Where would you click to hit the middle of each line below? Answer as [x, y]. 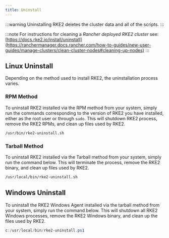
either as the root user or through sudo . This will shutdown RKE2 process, [81, 118]
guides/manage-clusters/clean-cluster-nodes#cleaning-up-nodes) [75, 50]
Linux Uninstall [29, 66]
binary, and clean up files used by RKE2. [47, 168]
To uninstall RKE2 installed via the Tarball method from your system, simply [83, 157]
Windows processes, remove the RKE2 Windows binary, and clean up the [81, 216]
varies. [12, 83]
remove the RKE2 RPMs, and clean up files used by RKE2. [65, 124]
